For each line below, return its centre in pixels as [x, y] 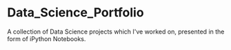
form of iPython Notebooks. [47, 38]
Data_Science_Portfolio [76, 13]
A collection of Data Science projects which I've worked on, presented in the [116, 32]
